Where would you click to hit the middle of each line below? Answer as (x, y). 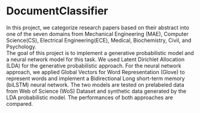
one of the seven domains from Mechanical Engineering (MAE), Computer (97, 33)
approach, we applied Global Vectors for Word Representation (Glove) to (96, 72)
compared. (20, 103)
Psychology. (22, 47)
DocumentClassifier (57, 11)
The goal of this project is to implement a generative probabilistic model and (100, 53)
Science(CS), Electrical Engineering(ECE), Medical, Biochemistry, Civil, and (99, 40)
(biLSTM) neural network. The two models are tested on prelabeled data (95, 84)
